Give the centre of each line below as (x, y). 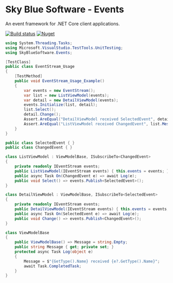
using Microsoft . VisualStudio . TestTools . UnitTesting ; (64, 48)
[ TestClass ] (18, 62)
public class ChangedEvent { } (39, 147)
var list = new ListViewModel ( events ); (67, 95)
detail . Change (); (42, 115)
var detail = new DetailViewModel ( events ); (71, 100)
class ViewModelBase (28, 233)
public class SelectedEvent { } (40, 143)
